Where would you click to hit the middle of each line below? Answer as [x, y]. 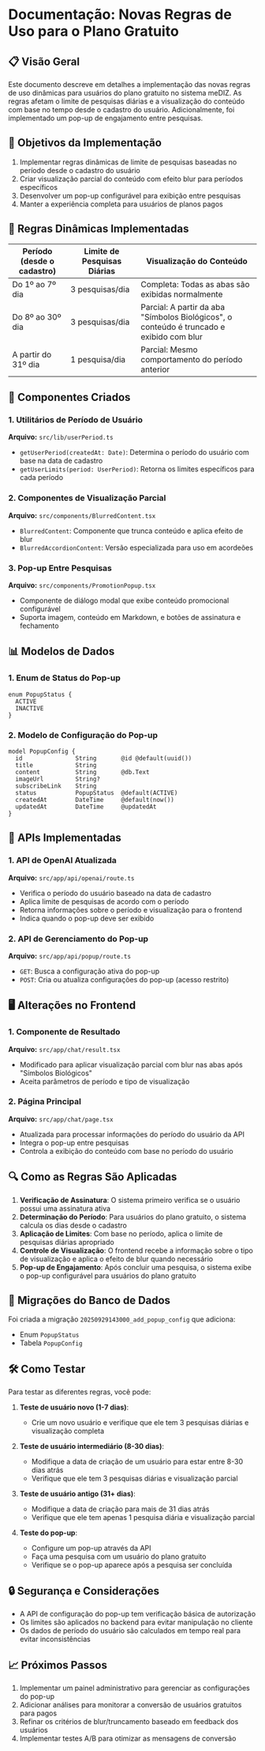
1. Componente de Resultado [64, 1032]
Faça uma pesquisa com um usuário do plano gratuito [119, 1556]
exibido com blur [172, 336]
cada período [41, 478]
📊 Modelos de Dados [62, 651]
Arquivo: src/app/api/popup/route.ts [70, 955]
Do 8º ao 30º [37, 316]
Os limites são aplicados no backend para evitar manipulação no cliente [136, 1622]
